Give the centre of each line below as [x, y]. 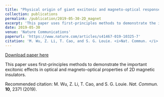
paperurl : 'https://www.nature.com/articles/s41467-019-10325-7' [73, 37]
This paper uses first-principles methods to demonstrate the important [76, 64]
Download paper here [27, 55]
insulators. [16, 74]
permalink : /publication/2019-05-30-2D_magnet [53, 18]
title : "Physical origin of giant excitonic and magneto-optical [73, 9]
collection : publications [31, 14]
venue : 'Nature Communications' [38, 32]
